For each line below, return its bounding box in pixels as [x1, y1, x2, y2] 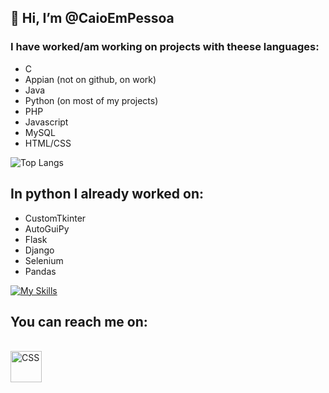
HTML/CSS [24, 137, 72, 149]
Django [24, 244, 55, 256]
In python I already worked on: [10, 186, 205, 203]
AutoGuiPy [24, 222, 70, 235]
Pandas [24, 265, 57, 277]
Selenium [24, 254, 64, 266]
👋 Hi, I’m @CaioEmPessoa [10, 10, 175, 27]
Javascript [24, 116, 69, 128]
